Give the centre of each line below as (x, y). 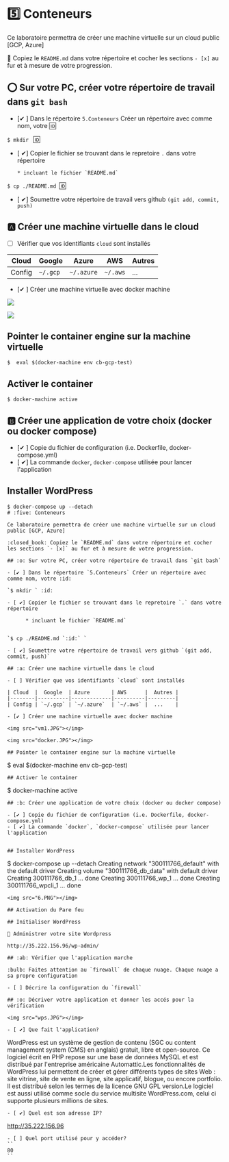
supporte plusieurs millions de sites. (58, 1100)
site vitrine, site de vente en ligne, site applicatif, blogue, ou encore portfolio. (115, 1078)
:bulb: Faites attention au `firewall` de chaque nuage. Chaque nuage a (113, 970)
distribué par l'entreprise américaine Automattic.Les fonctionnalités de (106, 1064)
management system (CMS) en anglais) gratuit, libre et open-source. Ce (109, 1050)
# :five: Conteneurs (37, 513)
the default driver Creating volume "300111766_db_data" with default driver (113, 870)
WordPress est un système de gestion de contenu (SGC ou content (102, 1042)
